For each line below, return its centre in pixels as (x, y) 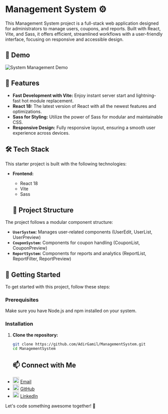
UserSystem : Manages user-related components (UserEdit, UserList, (82, 232)
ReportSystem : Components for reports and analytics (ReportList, (79, 254)
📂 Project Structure (43, 210)
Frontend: (23, 174)
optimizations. (27, 111)
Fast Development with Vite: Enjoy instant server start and (74, 95)
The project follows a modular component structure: (59, 222)
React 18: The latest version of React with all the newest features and (85, 106)
